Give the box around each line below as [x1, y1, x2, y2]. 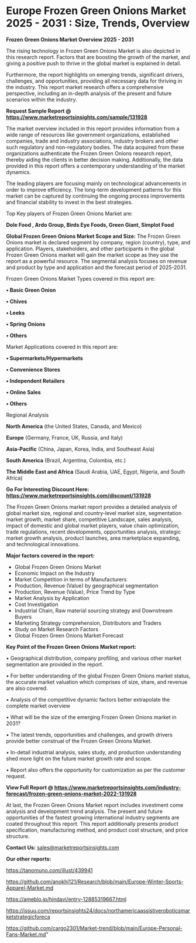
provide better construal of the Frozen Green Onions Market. [6, 737, 152, 744]
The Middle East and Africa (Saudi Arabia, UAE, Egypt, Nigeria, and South [6, 468, 185, 475]
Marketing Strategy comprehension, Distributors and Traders [14, 619, 162, 627]
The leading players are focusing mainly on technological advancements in [6, 180, 187, 187]
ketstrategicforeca [6, 913, 51, 920]
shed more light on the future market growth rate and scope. [6, 755, 152, 762]
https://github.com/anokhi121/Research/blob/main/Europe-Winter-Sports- [6, 878, 184, 885]
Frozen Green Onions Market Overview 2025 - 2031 [6, 36, 134, 43]
